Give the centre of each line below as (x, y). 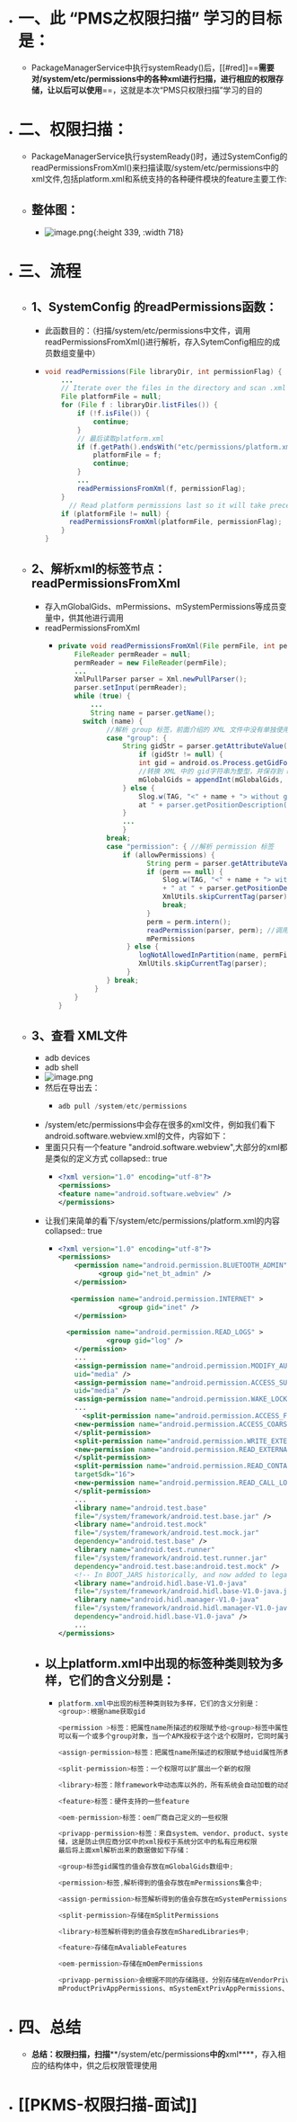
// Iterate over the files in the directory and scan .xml (174, 388)
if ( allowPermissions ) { (169, 855)
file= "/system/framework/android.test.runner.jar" (170, 1558)
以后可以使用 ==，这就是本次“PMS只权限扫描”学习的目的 (159, 90)
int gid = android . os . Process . (197, 763)
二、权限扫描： (73, 130)
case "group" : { (137, 738)
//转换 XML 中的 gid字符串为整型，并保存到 (211, 771)
